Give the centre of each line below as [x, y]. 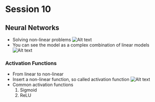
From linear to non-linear [38, 74]
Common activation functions [43, 85]
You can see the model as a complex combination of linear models [81, 45]
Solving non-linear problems [42, 39]
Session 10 [28, 9]
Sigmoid [28, 90]
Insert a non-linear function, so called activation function [71, 79]
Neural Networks [32, 28]
